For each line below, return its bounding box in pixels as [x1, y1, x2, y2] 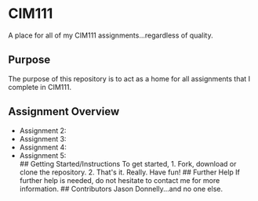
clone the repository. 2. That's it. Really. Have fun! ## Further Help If [19, 167, 241, 177]
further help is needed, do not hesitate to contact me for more [19, 175, 220, 185]
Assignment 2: [19, 126, 67, 135]
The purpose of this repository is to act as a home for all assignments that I [8, 74, 251, 83]
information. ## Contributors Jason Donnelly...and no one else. [19, 184, 223, 193]
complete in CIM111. [8, 82, 72, 92]
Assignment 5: [19, 150, 67, 160]
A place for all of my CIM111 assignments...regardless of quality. [8, 31, 213, 40]
